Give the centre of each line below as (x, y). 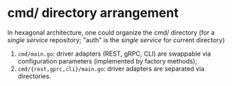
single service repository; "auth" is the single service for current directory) (116, 39)
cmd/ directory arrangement (93, 13)
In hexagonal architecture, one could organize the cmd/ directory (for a (111, 32)
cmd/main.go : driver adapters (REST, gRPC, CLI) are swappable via (114, 54)
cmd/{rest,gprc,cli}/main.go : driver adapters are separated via (111, 68)
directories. (34, 76)
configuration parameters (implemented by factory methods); (107, 61)
